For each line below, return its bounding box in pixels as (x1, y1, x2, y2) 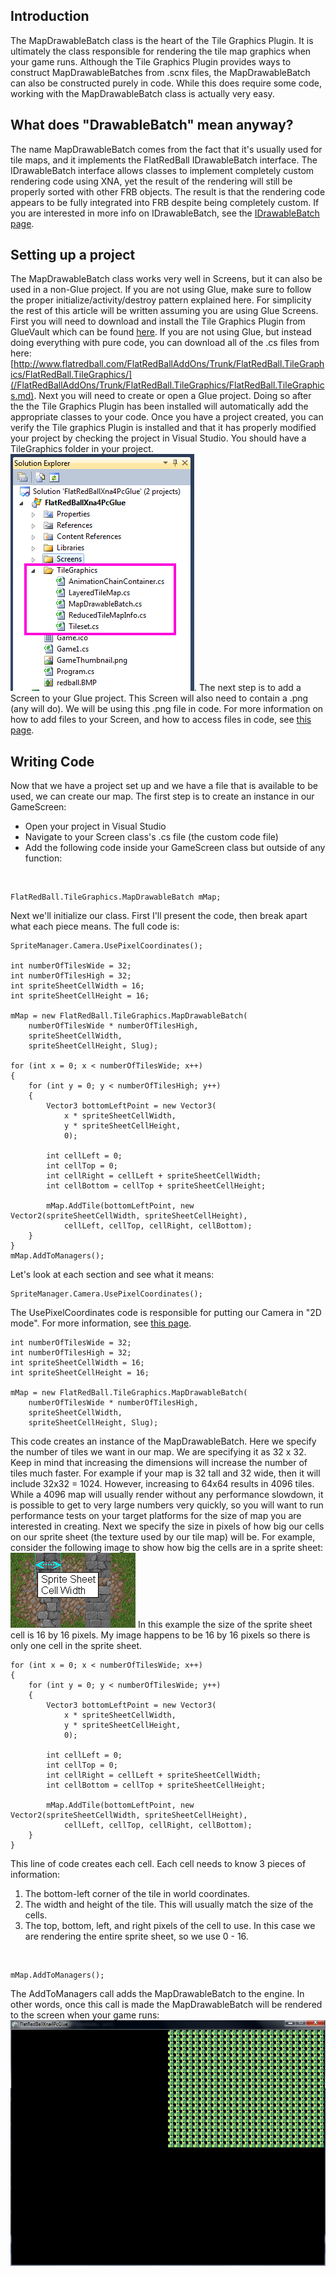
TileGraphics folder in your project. (10, 443, 154, 455)
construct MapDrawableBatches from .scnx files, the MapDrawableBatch (10, 66, 311, 78)
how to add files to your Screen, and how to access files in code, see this (10, 714, 312, 726)
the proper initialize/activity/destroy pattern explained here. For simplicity (10, 294, 312, 306)
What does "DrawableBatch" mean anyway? (10, 117, 294, 134)
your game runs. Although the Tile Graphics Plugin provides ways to (10, 55, 292, 68)
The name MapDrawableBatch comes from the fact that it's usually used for (10, 143, 323, 155)
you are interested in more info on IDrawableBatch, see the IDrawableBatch (10, 207, 320, 219)
